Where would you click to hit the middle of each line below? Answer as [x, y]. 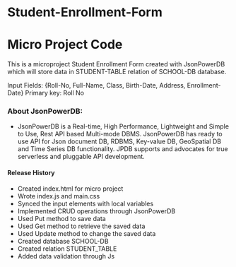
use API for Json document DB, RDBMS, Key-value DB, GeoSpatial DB [119, 141]
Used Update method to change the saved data [87, 233]
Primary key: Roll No [55, 93]
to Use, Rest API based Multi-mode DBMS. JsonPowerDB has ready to [120, 134]
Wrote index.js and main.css [59, 196]
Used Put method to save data [61, 218]
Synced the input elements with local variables [85, 203]
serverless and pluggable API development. [81, 157]
